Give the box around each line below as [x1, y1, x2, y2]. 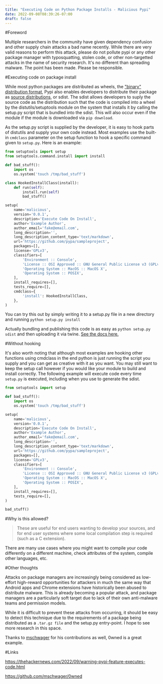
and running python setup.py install [5, 316, 81, 322]
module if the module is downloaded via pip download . [5, 115, 114, 121]
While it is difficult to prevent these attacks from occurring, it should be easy [5, 610, 158, 616]
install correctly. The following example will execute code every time [5, 371, 142, 377]
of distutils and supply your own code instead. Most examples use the [5, 130, 145, 136]
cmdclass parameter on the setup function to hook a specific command [9, 135, 151, 140]
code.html [5, 664, 25, 670]
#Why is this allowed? [5, 516, 49, 522]
